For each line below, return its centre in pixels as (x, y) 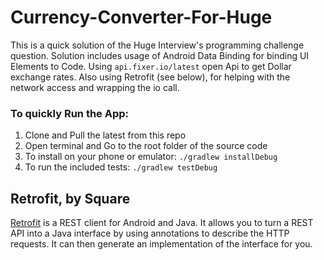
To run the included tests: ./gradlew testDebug (121, 167)
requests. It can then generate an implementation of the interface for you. (161, 244)
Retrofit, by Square (70, 198)
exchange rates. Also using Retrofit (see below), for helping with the (150, 77)
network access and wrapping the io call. (95, 87)
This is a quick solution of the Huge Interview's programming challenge (157, 45)
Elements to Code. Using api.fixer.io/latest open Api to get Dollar (151, 66)
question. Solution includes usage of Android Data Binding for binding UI (160, 55)
